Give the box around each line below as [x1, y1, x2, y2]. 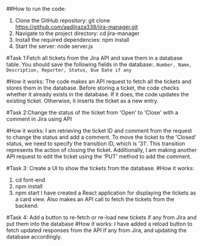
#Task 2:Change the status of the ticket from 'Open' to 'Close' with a [6, 109, 179, 116]
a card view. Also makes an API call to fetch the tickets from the [15, 196, 174, 202]
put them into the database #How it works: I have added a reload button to [6, 221, 193, 227]
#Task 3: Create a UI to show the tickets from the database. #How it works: [6, 165, 194, 171]
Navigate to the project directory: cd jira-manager [15, 30, 140, 37]
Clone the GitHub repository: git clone [15, 17, 111, 24]
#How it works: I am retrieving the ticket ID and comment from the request [6, 127, 193, 134]
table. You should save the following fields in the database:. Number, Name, [6, 61, 193, 68]
